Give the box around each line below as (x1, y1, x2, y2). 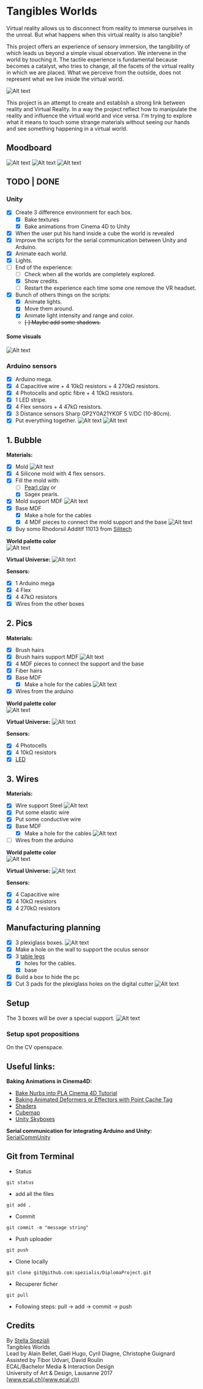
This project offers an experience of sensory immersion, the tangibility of (6, 43, 191, 50)
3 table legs (15, 952, 45, 960)
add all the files (15, 1190, 54, 1197)
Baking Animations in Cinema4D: (6, 1077, 92, 1085)
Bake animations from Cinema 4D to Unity (24, 222, 130, 230)
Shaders (15, 1102, 37, 1110)
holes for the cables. (24, 959, 76, 967)
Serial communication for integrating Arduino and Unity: (6, 1127, 152, 1134)
